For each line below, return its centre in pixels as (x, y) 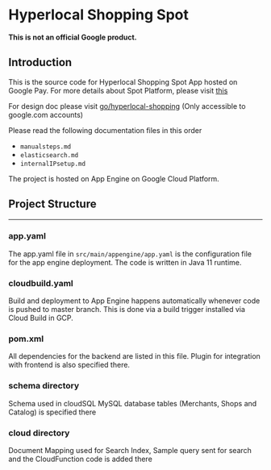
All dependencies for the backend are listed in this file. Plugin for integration (134, 356)
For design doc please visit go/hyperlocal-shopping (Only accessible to (127, 106)
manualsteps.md (46, 147)
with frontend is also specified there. (69, 365)
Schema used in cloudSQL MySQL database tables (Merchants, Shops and (133, 403)
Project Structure (52, 204)
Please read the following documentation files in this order (105, 130)
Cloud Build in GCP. (41, 318)
